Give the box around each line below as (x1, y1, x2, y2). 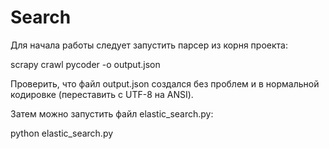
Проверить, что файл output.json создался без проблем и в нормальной (10, 77, 320, 90)
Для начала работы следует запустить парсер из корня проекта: (10, 39, 288, 51)
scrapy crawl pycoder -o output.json (10, 58, 161, 70)
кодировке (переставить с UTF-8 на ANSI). (10, 88, 194, 100)
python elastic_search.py (10, 127, 114, 139)
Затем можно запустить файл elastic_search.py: (10, 107, 214, 120)
